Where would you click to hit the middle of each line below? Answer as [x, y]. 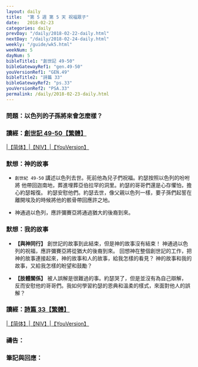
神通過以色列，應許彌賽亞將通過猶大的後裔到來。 [74, 213]
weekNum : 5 [19, 50]
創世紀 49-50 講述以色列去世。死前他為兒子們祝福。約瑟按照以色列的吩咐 [102, 178]
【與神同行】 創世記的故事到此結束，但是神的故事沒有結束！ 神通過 [96, 243]
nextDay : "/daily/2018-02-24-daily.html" [58, 39]
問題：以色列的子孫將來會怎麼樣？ [55, 116]
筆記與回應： [24, 358]
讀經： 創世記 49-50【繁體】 [47, 133]
